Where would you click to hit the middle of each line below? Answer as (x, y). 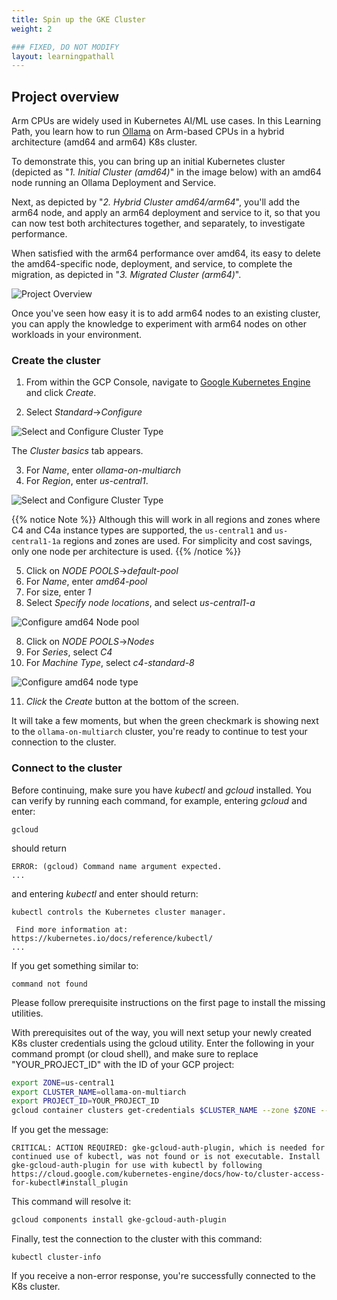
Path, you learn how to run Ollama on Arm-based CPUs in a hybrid (148, 132)
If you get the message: (60, 1130)
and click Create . (61, 393)
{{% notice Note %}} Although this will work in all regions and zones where (166, 520)
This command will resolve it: (71, 1202)
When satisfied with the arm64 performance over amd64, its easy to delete (166, 253)
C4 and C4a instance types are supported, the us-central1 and (142, 530)
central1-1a (36, 542)
